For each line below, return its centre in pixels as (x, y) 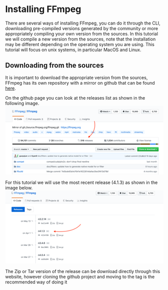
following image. (22, 103)
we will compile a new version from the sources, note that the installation (80, 39)
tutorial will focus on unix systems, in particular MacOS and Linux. (73, 50)
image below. (19, 188)
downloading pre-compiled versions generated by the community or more (82, 28)
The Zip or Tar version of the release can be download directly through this (83, 271)
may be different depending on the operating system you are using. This (80, 44)
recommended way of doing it (36, 282)
